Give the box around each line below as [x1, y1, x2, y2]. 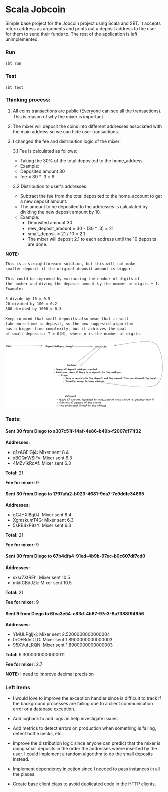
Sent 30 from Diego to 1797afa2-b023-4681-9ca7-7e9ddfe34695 [5, 491, 144, 497]
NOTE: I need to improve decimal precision [5, 671, 94, 677]
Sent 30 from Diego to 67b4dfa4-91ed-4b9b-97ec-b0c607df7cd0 [5, 553, 146, 559]
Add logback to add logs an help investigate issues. [12, 716, 119, 722]
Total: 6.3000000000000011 [5, 652, 65, 658]
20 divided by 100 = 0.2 [5, 301, 57, 306]
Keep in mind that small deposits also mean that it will [5, 316, 129, 321]
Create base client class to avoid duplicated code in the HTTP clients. [12, 781, 156, 787]
